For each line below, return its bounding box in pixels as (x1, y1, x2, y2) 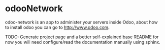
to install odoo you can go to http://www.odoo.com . (5, 24, 110, 30)
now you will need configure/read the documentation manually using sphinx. (5, 39, 161, 45)
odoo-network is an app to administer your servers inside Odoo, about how (5, 19, 158, 25)
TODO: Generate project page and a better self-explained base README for (5, 34, 159, 40)
